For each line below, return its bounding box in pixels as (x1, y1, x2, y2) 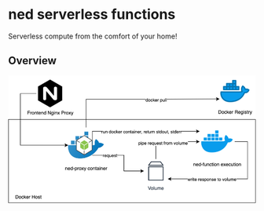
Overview (8, 54, 57, 67)
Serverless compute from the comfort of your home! (8, 31, 178, 41)
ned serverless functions (8, 5, 176, 24)
